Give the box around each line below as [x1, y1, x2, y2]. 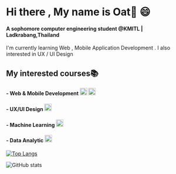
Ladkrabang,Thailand [6, 31, 60, 38]
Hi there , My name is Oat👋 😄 [6, 5, 151, 19]
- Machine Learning [6, 121, 55, 128]
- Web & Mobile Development [6, 90, 79, 97]
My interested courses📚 [6, 68, 99, 78]
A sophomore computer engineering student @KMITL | [6, 25, 143, 32]
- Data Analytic [6, 137, 44, 144]
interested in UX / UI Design [6, 51, 73, 58]
